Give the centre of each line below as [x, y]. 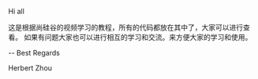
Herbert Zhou [30, 68]
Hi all [17, 11]
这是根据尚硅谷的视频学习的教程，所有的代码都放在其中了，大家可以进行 [125, 27]
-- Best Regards [34, 53]
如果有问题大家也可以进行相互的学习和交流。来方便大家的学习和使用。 [138, 37]
